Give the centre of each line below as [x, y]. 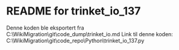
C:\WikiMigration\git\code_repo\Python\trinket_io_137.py [75, 40]
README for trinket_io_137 [74, 11]
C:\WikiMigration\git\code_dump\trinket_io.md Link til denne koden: [90, 34]
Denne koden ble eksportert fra [45, 28]
